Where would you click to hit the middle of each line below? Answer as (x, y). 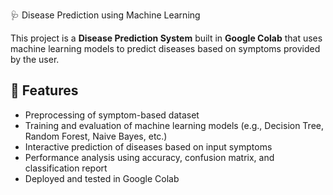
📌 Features (44, 90)
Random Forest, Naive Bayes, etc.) (96, 136)
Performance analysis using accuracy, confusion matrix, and (149, 157)
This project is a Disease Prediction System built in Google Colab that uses (166, 38)
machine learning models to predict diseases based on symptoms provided (165, 48)
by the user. (35, 59)
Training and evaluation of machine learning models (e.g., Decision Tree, (174, 125)
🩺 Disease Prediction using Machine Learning (105, 15)
